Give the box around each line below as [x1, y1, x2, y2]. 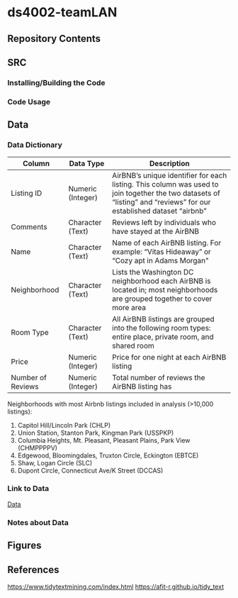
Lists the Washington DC [112, 267, 194, 277]
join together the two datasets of [112, 188, 221, 198]
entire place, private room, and [112, 331, 214, 341]
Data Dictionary [7, 140, 62, 150]
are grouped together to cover [112, 294, 212, 304]
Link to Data [7, 484, 50, 494]
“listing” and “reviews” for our [112, 196, 211, 206]
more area [112, 302, 147, 312]
